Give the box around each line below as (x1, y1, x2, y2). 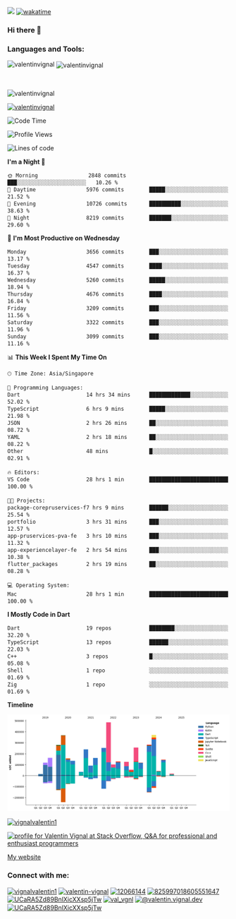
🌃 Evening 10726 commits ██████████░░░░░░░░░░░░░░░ (7, 200, 229, 208)
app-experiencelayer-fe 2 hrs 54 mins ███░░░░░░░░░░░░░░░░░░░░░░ (7, 546, 229, 553)
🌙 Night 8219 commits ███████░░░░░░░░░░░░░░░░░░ (7, 214, 229, 222)
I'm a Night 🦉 (7, 157, 46, 166)
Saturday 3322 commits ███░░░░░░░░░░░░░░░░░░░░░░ (7, 318, 229, 326)
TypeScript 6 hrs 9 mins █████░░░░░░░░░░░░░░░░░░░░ (7, 405, 229, 412)
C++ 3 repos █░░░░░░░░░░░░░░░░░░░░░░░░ (7, 653, 229, 660)
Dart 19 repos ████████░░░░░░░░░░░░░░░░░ (7, 625, 229, 632)
